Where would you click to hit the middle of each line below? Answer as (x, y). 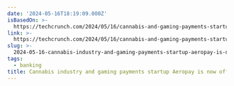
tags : (15, 59)
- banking (28, 65)
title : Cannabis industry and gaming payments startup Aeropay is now (112, 71)
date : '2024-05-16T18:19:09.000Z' (57, 14)
